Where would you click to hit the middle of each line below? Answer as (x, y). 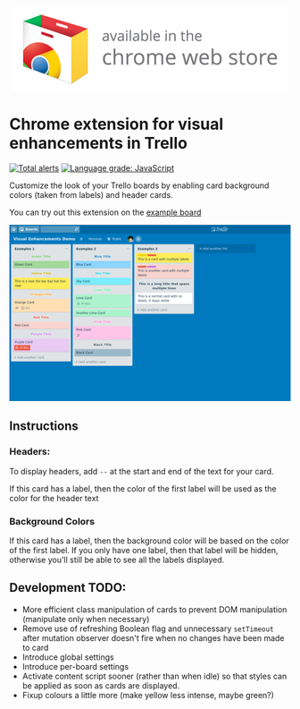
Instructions (44, 427)
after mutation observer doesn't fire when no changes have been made (153, 637)
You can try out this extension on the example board (105, 212)
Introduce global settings (68, 657)
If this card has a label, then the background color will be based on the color (150, 541)
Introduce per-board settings (75, 666)
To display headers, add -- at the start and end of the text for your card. (142, 471)
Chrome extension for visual (117, 124)
